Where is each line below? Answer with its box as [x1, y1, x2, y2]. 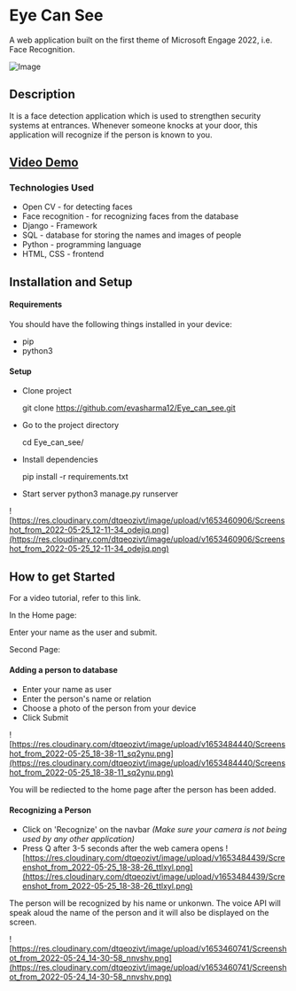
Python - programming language [21, 239, 142, 250]
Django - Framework [21, 221, 97, 231]
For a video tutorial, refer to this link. [9, 593, 142, 604]
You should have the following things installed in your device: [9, 319, 233, 330]
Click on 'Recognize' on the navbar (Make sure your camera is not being [21, 824, 287, 835]
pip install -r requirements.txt [21, 472, 129, 482]
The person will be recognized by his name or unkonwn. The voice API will [9, 898, 281, 909]
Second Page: [9, 644, 60, 655]
